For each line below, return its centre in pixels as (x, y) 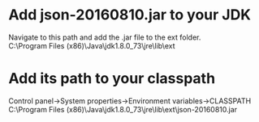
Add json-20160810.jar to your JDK (130, 15)
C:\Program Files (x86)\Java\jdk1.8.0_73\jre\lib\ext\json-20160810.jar (123, 109)
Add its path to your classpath (112, 79)
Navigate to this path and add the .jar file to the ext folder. (105, 37)
